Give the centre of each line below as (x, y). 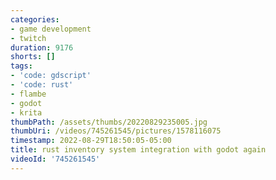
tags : (21, 66)
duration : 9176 (42, 47)
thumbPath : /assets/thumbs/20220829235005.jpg (109, 122)
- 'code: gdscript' (51, 76)
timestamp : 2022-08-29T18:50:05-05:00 (91, 141)
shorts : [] (33, 57)
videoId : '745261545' (55, 159)
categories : (35, 19)
